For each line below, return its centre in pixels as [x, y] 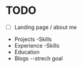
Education [27, 52]
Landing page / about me [45, 27]
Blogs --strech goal [38, 58]
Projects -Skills [33, 39]
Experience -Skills [37, 45]
